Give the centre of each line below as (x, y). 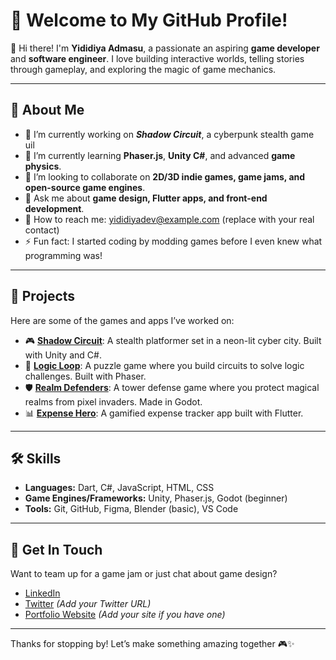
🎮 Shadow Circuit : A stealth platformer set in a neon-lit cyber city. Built (173, 340)
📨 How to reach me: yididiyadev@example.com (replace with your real (169, 219)
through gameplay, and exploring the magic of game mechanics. (143, 69)
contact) (42, 230)
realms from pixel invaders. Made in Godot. (113, 401)
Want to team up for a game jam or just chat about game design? (144, 574)
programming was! (63, 255)
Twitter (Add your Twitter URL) (88, 604)
